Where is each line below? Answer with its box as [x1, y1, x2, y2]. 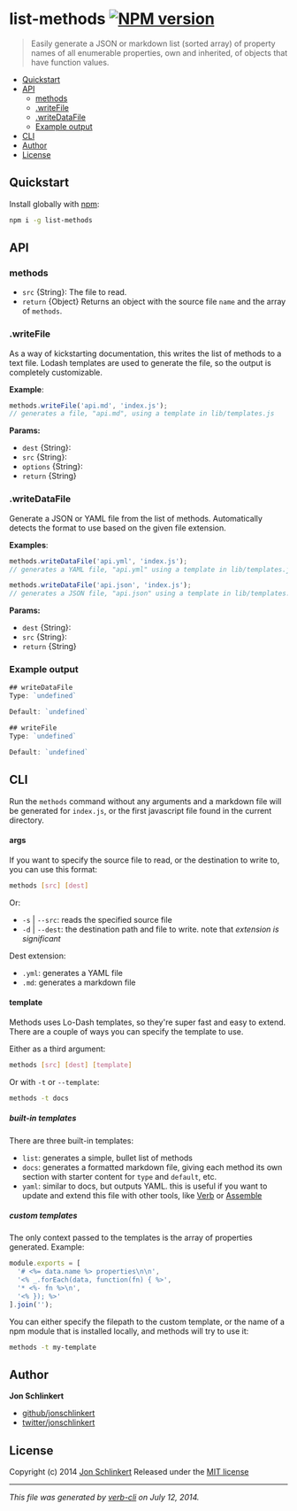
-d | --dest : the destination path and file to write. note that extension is [21, 924, 280, 934]
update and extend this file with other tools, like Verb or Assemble [21, 1189, 263, 1200]
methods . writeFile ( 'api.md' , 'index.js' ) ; [9, 401, 168, 410]
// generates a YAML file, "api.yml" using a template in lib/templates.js [9, 565, 294, 574]
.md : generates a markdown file [21, 977, 136, 988]
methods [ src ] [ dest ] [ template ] [9, 1060, 133, 1069]
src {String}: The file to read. [21, 287, 127, 298]
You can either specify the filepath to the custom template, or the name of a [9, 1316, 286, 1327]
